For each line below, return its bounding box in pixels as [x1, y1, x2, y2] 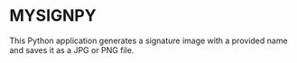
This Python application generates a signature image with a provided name [9, 35, 288, 46]
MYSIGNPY [9, 5, 97, 26]
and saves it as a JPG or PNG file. [9, 44, 135, 55]
